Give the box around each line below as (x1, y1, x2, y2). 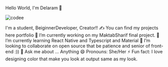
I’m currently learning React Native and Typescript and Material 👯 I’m (5, 38, 151, 43)
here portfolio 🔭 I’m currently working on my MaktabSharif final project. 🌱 (5, 32, 160, 38)
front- (151, 43, 164, 49)
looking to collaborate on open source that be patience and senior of (5, 43, 150, 49)
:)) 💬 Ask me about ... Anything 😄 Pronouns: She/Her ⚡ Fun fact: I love (14, 49, 163, 54)
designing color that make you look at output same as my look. (5, 56, 138, 62)
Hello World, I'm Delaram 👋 (5, 5, 62, 11)
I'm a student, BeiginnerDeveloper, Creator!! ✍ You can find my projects (5, 25, 159, 30)
